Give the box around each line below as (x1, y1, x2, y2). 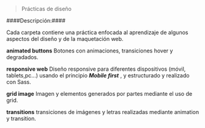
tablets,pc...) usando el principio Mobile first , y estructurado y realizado (6, 72, 190, 79)
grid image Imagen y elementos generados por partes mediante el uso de (6, 90, 193, 97)
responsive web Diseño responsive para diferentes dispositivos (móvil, (6, 65, 186, 73)
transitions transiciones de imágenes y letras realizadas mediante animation (6, 108, 199, 115)
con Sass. (6, 79, 32, 85)
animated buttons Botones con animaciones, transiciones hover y (6, 47, 173, 54)
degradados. (6, 54, 39, 60)
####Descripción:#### (6, 17, 66, 24)
